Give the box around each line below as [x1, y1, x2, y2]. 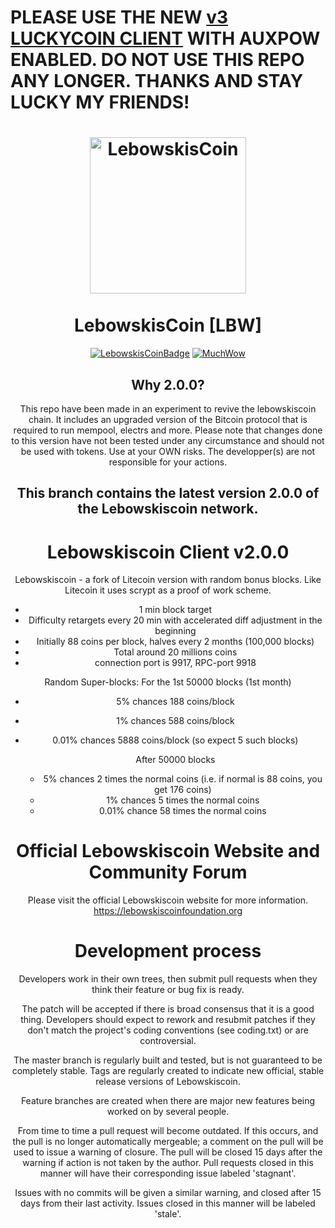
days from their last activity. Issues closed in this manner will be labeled [20, 1197, 316, 1210]
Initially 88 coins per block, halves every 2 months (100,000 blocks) [36, 636, 315, 648]
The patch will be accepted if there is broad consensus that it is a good [21, 1003, 315, 1015]
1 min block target [138, 604, 213, 616]
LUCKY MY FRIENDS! [10, 91, 190, 114]
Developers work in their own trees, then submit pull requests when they [18, 973, 318, 985]
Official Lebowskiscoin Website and [15, 840, 321, 863]
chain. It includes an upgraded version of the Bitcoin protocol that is [28, 413, 308, 425]
